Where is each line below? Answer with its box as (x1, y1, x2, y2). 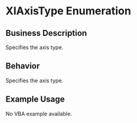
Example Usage (5, 94, 65, 104)
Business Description (5, 28, 87, 38)
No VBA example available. (5, 110, 72, 117)
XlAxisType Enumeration (5, 4, 132, 18)
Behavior (5, 61, 40, 71)
